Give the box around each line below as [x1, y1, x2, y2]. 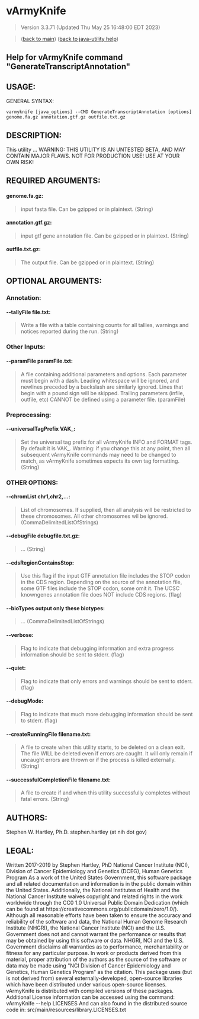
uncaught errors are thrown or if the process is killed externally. [20, 757, 176, 764]
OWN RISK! [6, 158, 34, 165]
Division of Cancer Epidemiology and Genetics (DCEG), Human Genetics [6, 868, 183, 875]
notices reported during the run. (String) [20, 328, 119, 335]
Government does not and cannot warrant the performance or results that [6, 931, 187, 938]
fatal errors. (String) [20, 796, 69, 803]
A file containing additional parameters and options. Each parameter [20, 370, 188, 377]
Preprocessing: [6, 411, 52, 419]
